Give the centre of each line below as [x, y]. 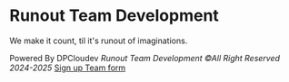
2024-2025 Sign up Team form [68, 68]
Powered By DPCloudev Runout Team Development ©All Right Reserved [144, 58]
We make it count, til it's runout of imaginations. [99, 41]
